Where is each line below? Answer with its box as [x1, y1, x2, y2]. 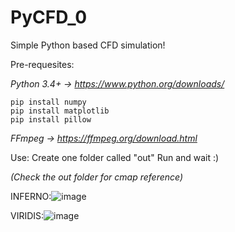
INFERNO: [10, 190, 52, 202]
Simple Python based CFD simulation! [10, 39, 166, 51]
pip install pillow [10, 114, 92, 125]
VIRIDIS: [10, 209, 45, 221]
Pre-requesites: [10, 58, 75, 70]
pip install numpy [10, 97, 87, 107]
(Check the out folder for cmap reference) [10, 171, 184, 183]
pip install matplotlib [10, 106, 110, 116]
